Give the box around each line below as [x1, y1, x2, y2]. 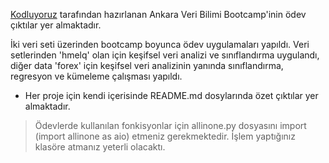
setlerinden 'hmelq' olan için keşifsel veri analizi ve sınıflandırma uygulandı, [10, 49, 320, 61]
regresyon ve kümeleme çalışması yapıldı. [10, 70, 183, 82]
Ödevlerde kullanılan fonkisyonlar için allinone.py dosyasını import [34, 120, 307, 131]
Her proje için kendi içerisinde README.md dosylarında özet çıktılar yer [24, 90, 319, 101]
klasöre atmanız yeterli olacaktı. [34, 141, 166, 153]
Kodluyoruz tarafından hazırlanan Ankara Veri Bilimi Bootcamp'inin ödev [10, 9, 307, 20]
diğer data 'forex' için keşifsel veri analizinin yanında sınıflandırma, [10, 60, 284, 71]
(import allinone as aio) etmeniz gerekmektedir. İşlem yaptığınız [34, 130, 296, 142]
